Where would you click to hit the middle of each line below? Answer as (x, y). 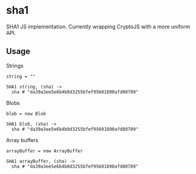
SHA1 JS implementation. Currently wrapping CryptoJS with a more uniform (98, 27)
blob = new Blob (26, 114)
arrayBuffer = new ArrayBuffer (45, 151)
